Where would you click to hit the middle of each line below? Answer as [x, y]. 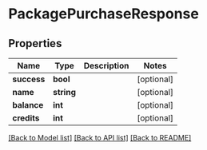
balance [28, 105]
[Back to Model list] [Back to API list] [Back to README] [100, 138]
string [65, 92]
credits [26, 118]
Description [106, 66]
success [29, 79]
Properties [35, 43]
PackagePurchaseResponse [104, 14]
